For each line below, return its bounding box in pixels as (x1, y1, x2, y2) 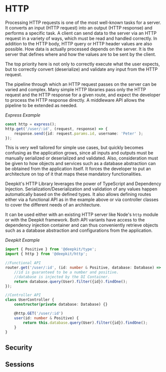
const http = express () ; (5, 122, 57, 127)
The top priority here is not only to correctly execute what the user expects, (5, 61, 160, 67)
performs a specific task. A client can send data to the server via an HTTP (5, 30, 157, 36)
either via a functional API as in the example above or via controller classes (5, 196, 159, 202)
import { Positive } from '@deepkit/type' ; (5, 247, 97, 252)
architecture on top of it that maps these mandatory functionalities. (5, 171, 142, 177)
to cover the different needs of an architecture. (5, 202, 101, 208)
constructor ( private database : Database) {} (14, 302, 108, 307)
